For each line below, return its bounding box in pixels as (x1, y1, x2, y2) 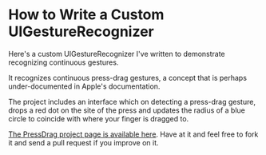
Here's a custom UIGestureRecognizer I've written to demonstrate (8, 49, 225, 58)
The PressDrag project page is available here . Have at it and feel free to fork (8, 129, 259, 139)
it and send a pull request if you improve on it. (8, 137, 159, 147)
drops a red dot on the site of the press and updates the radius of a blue (8, 105, 245, 115)
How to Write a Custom (8, 6, 165, 24)
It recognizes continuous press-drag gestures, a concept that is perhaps (8, 73, 248, 82)
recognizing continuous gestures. (8, 58, 119, 67)
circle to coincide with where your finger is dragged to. (8, 113, 189, 123)
